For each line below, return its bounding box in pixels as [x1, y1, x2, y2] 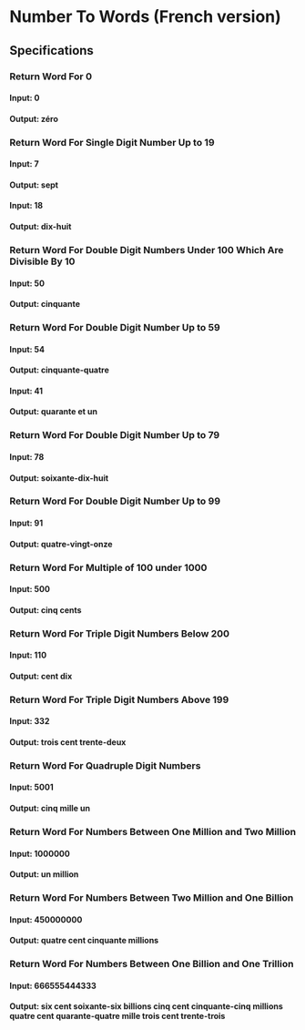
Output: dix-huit [9, 220, 72, 231]
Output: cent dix [9, 670, 73, 681]
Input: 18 [9, 200, 44, 211]
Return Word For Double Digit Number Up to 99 [9, 495, 221, 507]
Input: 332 [9, 716, 50, 727]
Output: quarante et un [9, 406, 98, 417]
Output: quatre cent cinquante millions [9, 935, 159, 946]
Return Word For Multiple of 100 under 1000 [9, 561, 208, 574]
